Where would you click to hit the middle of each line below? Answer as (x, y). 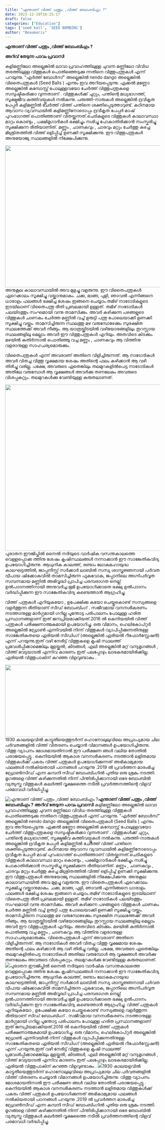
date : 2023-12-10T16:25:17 (33, 14)
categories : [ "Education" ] (33, 23)
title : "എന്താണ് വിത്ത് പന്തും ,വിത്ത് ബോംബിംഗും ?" (56, 10)
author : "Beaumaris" (26, 32)
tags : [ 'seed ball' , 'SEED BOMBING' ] (44, 28)
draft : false (18, 19)
